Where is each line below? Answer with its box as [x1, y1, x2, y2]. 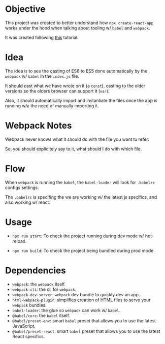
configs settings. [5, 185, 39, 190]
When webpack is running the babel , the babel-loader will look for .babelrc [5, 179, 155, 185]
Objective [5, 3, 46, 15]
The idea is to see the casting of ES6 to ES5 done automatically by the [5, 68, 148, 74]
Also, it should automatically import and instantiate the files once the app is [5, 97, 158, 103]
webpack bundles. [12, 302, 47, 308]
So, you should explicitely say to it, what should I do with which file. [5, 146, 142, 152]
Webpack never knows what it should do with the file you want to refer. [5, 136, 149, 142]
